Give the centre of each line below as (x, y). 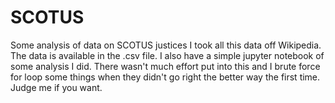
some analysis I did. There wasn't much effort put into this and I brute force (165, 66)
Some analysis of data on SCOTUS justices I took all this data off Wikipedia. (166, 45)
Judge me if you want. (56, 87)
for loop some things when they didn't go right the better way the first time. (165, 77)
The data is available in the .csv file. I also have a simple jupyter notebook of (167, 55)
